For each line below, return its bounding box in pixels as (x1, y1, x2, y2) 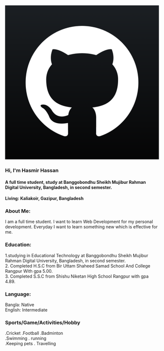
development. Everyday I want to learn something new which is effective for (5, 224, 158, 230)
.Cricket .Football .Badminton (5, 330, 63, 336)
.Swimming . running (5, 335, 46, 341)
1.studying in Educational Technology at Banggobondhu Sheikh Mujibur (5, 252, 148, 258)
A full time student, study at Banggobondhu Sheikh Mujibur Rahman (5, 179, 146, 185)
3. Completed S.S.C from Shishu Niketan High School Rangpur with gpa (5, 273, 149, 279)
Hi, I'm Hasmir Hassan (5, 167, 59, 174)
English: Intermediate (5, 307, 48, 313)
